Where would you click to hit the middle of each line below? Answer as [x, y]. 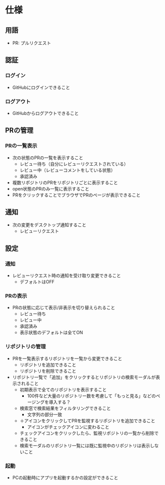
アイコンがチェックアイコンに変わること [68, 427]
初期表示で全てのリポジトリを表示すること [63, 389]
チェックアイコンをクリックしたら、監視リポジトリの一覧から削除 [87, 433]
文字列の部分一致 [45, 414]
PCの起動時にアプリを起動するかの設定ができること [65, 478]
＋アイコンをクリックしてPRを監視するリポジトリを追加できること [87, 420]
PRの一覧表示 [21, 146]
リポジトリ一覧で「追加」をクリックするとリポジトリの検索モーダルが [84, 377]
